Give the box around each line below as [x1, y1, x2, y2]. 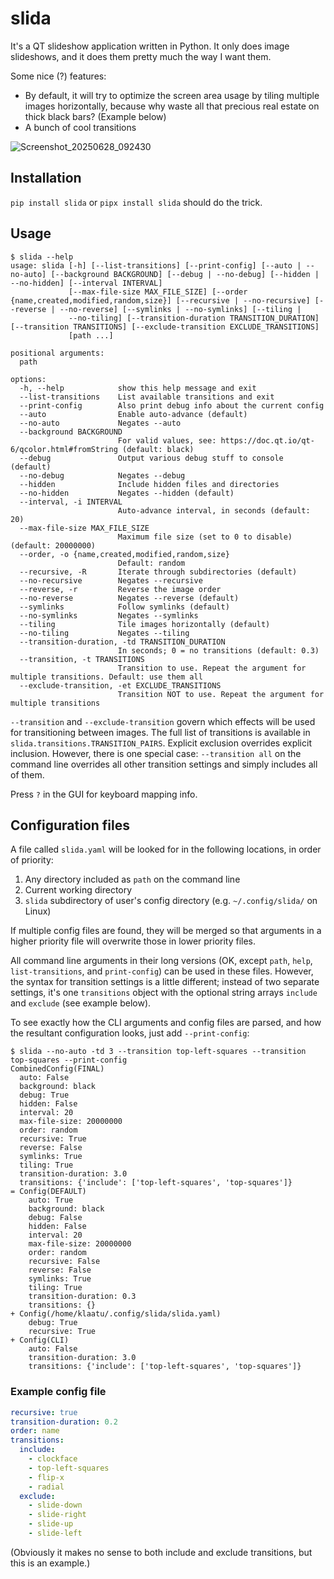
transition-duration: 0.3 [28, 1292, 137, 1302]
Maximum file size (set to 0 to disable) [117, 532, 293, 542]
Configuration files [10, 817, 130, 834]
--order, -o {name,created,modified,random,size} [19, 549, 230, 559]
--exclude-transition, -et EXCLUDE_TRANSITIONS [19, 680, 222, 691]
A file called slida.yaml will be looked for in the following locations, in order [10, 843, 322, 856]
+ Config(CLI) [10, 1335, 70, 1346]
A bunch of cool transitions [24, 121, 137, 133]
